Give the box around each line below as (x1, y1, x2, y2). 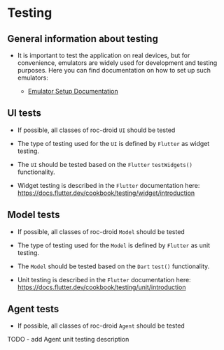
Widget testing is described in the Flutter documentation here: (17, 181, 200, 189)
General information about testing (7, 33, 159, 45)
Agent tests (7, 303, 59, 315)
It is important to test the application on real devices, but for (17, 51, 190, 59)
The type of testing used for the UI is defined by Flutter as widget (17, 139, 210, 147)
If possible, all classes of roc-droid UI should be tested (17, 126, 176, 134)
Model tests (7, 209, 60, 221)
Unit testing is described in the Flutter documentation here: (17, 275, 191, 284)
